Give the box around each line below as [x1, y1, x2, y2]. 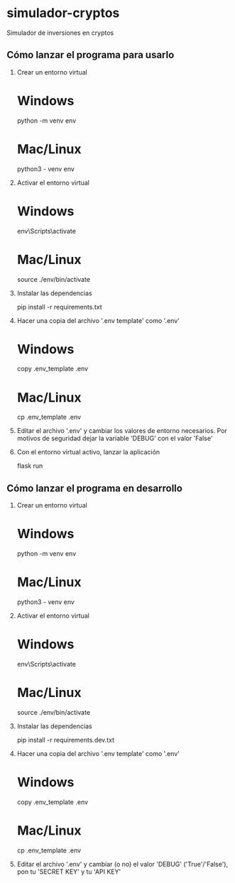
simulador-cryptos [6, 5, 120, 21]
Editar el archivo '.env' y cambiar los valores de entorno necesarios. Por [16, 427, 228, 435]
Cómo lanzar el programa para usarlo [6, 49, 175, 61]
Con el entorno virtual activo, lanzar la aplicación [16, 448, 160, 456]
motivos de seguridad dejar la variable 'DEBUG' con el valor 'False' [16, 434, 213, 443]
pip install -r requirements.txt [16, 302, 102, 311]
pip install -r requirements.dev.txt [16, 735, 115, 744]
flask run [16, 461, 43, 470]
